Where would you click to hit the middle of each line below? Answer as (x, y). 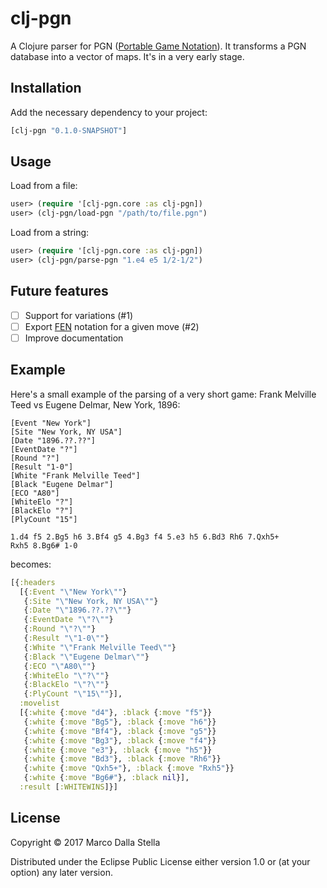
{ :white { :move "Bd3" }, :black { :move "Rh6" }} (122, 759)
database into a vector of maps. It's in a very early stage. (127, 56)
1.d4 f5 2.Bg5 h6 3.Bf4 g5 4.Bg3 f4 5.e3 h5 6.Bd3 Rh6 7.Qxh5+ (145, 537)
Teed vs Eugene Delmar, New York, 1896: (95, 404)
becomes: (31, 564)
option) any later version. (61, 872)
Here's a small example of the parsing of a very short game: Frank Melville (163, 394)
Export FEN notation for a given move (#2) (112, 326)
